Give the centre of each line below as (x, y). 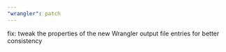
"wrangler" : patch (34, 14)
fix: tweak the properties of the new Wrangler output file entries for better (113, 33)
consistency (25, 41)
